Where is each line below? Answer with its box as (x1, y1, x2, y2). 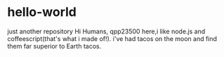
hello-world (7, 4, 77, 20)
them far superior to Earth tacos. (7, 42, 102, 50)
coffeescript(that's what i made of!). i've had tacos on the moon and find (7, 34, 218, 42)
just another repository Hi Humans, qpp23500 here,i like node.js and (7, 27, 206, 35)
